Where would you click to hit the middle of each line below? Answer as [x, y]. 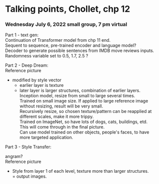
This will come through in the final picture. [62, 127]
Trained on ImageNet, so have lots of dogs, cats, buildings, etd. [83, 122]
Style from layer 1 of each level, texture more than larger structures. [80, 171]
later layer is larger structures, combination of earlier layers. [80, 91]
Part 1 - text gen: [22, 35]
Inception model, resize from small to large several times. [77, 96]
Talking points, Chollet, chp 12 [68, 9]
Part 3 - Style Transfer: [28, 147]
